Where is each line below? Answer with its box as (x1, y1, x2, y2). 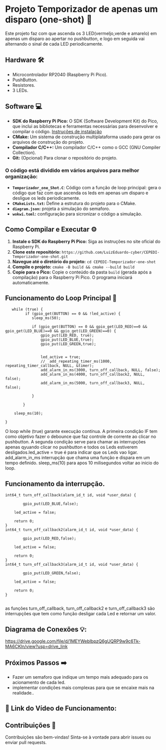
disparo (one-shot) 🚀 (5, 14, 93, 25)
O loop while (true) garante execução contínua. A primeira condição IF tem (5, 429, 158, 434)
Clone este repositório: (12, 249, 61, 255)
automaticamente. (12, 279, 50, 285)
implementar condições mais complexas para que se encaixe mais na (12, 685, 155, 691)
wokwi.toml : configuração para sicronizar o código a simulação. (12, 211, 143, 216)
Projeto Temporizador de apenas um (5, 3, 158, 15)
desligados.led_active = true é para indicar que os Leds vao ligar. (5, 449, 138, 455)
